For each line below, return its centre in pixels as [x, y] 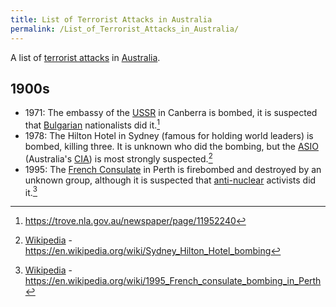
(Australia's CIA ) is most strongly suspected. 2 [118, 158]
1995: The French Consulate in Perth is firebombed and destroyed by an [173, 169]
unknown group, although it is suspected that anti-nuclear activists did [170, 180]
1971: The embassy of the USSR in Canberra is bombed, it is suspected [171, 113]
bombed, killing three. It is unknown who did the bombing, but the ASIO [172, 146]
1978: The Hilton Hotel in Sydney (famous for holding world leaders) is [169, 135]
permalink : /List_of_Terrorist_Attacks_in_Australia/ [125, 29]
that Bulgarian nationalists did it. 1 [92, 124]
